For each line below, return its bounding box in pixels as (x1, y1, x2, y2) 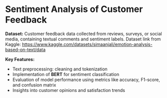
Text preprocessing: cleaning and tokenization (12, 66, 108, 72)
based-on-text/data (5, 46, 46, 52)
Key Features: (5, 56, 35, 62)
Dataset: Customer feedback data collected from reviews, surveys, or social (5, 30, 162, 36)
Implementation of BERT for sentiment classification (12, 71, 120, 77)
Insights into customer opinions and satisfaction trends (12, 87, 126, 93)
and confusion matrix (12, 81, 56, 88)
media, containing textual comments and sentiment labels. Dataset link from (5, 36, 161, 42)
